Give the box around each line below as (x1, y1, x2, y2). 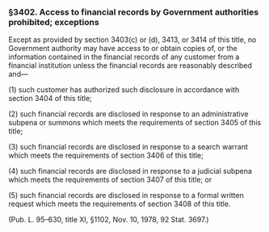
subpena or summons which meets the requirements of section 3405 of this (8, 118, 262, 128)
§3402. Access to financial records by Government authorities (8, 6, 259, 18)
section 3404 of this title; (8, 94, 93, 103)
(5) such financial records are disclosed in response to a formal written (8, 191, 244, 200)
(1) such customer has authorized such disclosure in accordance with (8, 85, 240, 95)
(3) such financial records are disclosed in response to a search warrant (8, 142, 249, 152)
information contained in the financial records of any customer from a (8, 52, 240, 62)
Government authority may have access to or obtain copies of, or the (8, 44, 237, 53)
